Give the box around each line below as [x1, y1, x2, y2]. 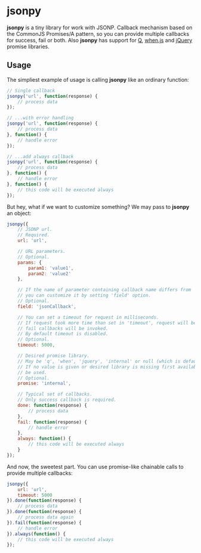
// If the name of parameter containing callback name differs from [17, 287, 191, 293]
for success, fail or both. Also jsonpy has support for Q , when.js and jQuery [7, 36, 193, 44]
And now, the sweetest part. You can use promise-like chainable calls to [7, 463, 184, 470]
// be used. [17, 369, 47, 375]
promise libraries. [7, 43, 50, 50]
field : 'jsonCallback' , [17, 303, 77, 310]
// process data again [17, 514, 74, 520]
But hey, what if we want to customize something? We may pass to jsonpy [7, 203, 190, 210]
